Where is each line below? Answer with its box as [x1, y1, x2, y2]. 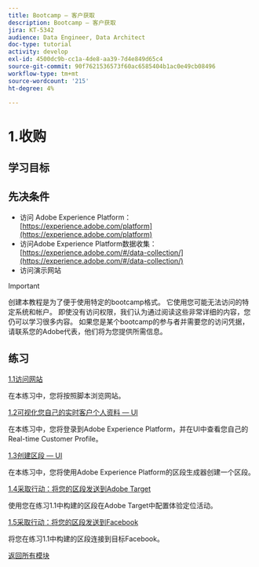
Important [8, 281, 40, 290]
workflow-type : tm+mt [8, 70, 79, 78]
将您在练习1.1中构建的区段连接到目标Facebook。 [8, 534, 165, 543]
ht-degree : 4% [8, 84, 55, 93]
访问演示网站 [19, 265, 61, 274]
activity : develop [8, 48, 68, 56]
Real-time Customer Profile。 [8, 434, 103, 443]
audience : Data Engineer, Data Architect [8, 33, 146, 42]
